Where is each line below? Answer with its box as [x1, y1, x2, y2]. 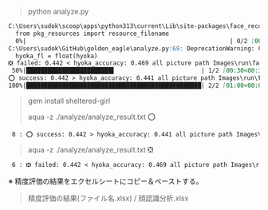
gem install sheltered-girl [27, 96, 111, 105]
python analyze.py [27, 7, 89, 16]
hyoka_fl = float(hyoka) [15, 52, 98, 60]
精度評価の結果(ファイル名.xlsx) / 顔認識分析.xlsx [27, 193, 189, 203]
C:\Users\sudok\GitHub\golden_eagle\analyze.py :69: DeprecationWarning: [8, 44, 255, 53]
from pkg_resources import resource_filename [15, 30, 170, 38]
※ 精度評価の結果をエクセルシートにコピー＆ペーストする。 [8, 176, 203, 186]
